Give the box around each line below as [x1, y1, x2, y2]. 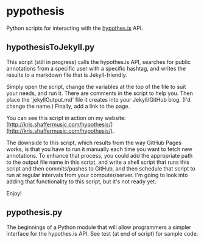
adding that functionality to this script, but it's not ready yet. [6, 178, 157, 185]
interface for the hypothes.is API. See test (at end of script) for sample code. [6, 230, 199, 237]
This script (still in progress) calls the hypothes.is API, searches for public [6, 58, 191, 65]
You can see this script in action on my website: [6, 114, 126, 121]
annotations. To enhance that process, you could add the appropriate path [6, 152, 193, 159]
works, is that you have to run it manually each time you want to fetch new [6, 145, 193, 153]
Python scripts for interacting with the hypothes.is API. [6, 24, 143, 32]
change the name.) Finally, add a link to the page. [6, 102, 130, 110]
